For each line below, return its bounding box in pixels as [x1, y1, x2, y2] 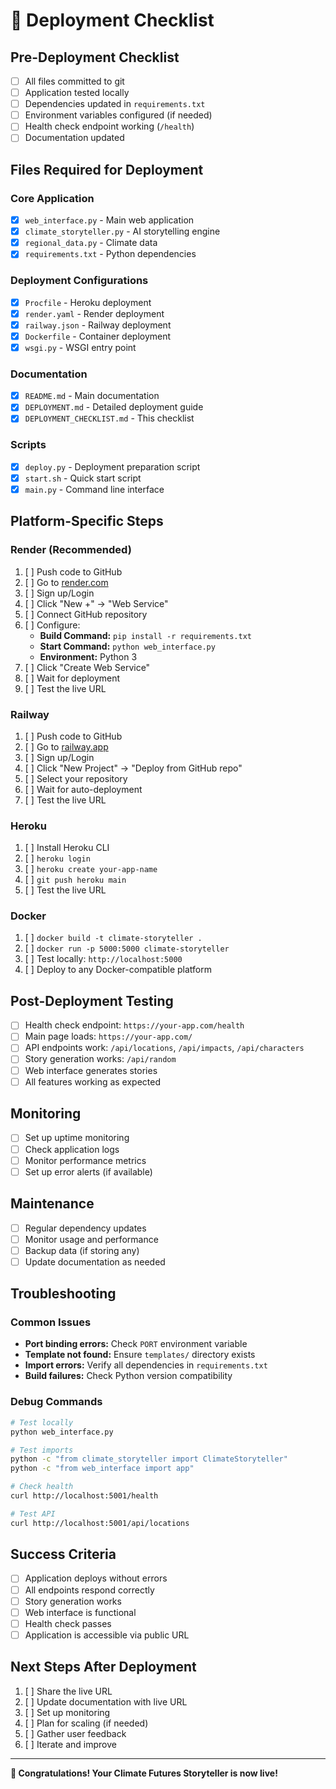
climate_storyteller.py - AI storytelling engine [24, 225, 221, 238]
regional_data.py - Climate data [24, 237, 158, 249]
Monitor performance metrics [24, 1154, 147, 1166]
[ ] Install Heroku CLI [24, 842, 110, 854]
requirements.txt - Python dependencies [24, 248, 197, 260]
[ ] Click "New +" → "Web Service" [24, 597, 169, 609]
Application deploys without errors [24, 1572, 168, 1584]
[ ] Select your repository [24, 772, 128, 784]
